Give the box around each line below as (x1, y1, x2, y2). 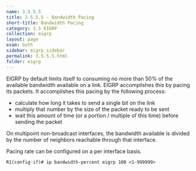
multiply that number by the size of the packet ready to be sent (14, 105, 170, 113)
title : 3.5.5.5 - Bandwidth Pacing (6, 14, 95, 20)
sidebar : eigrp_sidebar (6, 48, 66, 54)
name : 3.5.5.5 (6, 8, 42, 15)
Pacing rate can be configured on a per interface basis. (6, 147, 142, 155)
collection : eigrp (6, 31, 52, 37)
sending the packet (14, 118, 63, 125)
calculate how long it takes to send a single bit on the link (14, 99, 155, 106)
